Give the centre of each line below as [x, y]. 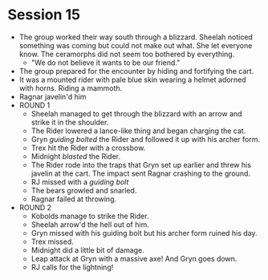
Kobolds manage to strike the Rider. [90, 216]
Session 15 [44, 15]
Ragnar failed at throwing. [74, 199]
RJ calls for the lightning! [72, 267]
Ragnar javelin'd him [53, 96]
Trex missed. [52, 241]
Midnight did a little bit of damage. [88, 250]
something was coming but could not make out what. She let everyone [136, 45]
